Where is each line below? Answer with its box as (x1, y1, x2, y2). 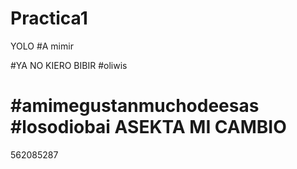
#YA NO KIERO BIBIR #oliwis (10, 59, 128, 71)
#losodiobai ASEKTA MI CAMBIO (10, 116, 287, 139)
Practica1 (10, 7, 88, 30)
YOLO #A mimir (10, 40, 74, 52)
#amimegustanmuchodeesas (10, 95, 260, 117)
